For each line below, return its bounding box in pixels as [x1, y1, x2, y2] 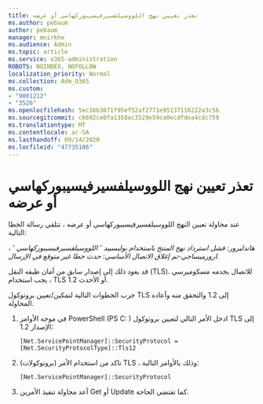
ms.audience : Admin [8, 41, 72, 49]
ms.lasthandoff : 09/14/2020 [8, 135, 100, 144]
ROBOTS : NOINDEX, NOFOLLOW [8, 63, 97, 71]
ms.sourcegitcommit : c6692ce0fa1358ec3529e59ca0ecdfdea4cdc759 [8, 114, 220, 122]
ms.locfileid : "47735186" [8, 143, 93, 151]
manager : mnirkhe [8, 33, 65, 42]
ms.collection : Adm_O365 [8, 77, 89, 85]
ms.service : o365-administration [8, 56, 118, 64]
